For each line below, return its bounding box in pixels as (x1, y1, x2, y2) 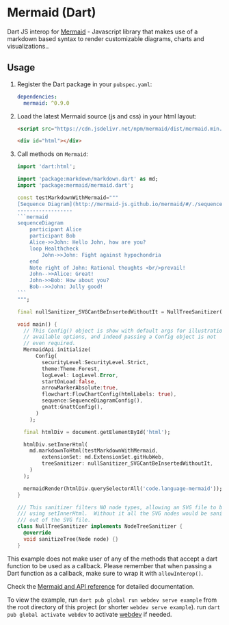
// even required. (23, 340, 76, 347)
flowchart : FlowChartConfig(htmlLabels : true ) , (42, 391, 177, 398)
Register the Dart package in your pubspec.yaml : (16, 80, 152, 88)
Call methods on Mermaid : (16, 150, 88, 158)
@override (23, 529, 51, 536)
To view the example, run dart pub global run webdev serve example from (7, 596, 217, 604)
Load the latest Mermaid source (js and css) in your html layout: (16, 112, 197, 120)
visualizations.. (7, 42, 49, 50)
